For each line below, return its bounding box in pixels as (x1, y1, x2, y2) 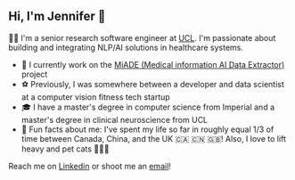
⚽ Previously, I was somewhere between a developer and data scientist (20, 78, 284, 89)
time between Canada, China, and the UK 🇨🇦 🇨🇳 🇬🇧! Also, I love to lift (20, 133, 287, 143)
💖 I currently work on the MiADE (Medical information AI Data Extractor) (20, 59, 285, 70)
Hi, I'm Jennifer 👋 (8, 9, 106, 24)
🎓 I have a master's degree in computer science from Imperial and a (20, 102, 275, 112)
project (20, 69, 48, 79)
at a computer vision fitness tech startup (20, 91, 170, 102)
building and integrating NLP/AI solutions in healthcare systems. (8, 42, 244, 53)
